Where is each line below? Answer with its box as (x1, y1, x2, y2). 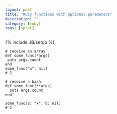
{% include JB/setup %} (5, 39, 55, 45)
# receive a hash (5, 79, 41, 84)
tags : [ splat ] (5, 26, 35, 31)
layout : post (5, 7, 32, 12)
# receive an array (5, 49, 46, 54)
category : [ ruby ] (5, 21, 41, 26)
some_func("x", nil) (5, 66, 48, 71)
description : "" (5, 16, 39, 21)
